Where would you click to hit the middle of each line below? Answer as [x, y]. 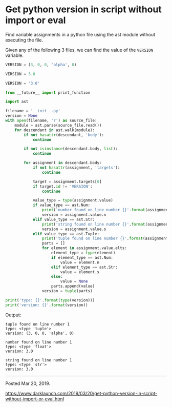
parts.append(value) [73, 286]
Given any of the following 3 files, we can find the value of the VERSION [79, 50]
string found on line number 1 [39, 360]
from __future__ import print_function [48, 93]
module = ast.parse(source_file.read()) [58, 125]
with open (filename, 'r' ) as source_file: [51, 121]
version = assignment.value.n [74, 215]
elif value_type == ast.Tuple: [66, 234]
